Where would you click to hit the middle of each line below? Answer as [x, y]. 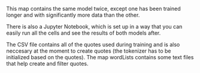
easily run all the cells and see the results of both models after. [84, 33]
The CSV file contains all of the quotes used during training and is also [93, 45]
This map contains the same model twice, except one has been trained [93, 9]
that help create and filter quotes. [47, 63]
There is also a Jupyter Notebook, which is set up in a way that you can [94, 27]
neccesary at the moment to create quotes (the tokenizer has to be [89, 51]
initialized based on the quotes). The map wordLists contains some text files [100, 57]
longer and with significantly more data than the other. [73, 15]
